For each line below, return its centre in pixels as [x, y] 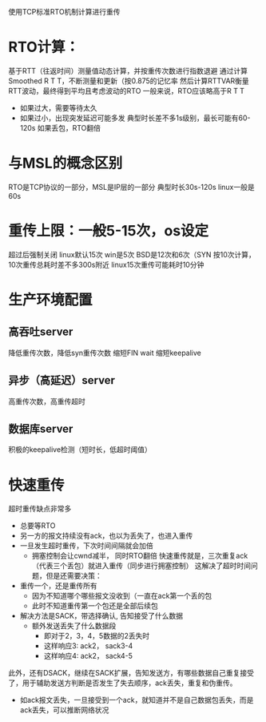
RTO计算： [44, 47]
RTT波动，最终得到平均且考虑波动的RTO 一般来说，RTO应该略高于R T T [127, 91]
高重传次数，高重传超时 [47, 401]
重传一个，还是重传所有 [58, 586]
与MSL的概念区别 [66, 163]
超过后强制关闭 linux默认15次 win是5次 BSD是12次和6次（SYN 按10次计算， [132, 254]
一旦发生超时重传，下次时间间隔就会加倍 [86, 546]
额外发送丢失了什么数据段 [74, 626]
